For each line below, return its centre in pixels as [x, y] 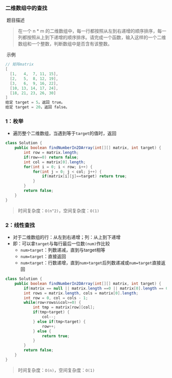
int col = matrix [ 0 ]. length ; [55, 162]
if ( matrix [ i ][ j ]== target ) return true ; [84, 176]
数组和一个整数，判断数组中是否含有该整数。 [65, 44]
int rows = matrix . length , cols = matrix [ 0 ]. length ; [81, 293]
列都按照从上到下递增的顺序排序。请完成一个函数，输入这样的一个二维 [92, 37]
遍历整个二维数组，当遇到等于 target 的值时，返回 [64, 134]
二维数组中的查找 [26, 8]
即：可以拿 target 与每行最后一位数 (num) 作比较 [61, 243]
